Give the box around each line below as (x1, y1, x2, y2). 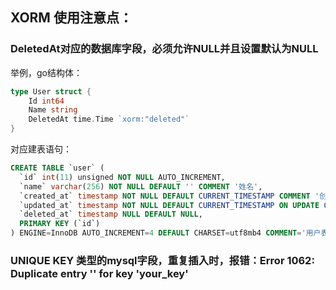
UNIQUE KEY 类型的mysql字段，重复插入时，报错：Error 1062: (10, 253, 315, 267)
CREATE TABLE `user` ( (10, 163, 105, 173)
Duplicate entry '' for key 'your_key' (10, 266, 189, 280)
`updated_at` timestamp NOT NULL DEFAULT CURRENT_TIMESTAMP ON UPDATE (19, 200, 320, 210)
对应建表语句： (10, 143, 72, 155)
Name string (28, 105, 78, 115)
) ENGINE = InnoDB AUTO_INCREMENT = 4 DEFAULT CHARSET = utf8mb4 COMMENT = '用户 (10, 228, 322, 238)
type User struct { (10, 86, 92, 97)
